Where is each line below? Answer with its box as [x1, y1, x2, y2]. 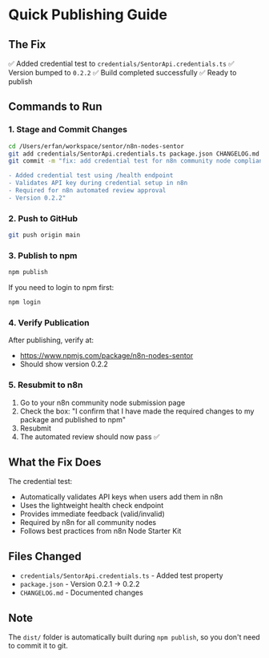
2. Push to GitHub [8, 212, 78, 224]
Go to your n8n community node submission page [19, 398, 186, 407]
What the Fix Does [8, 455, 102, 470]
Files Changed [8, 549, 82, 563]
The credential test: [8, 477, 73, 486]
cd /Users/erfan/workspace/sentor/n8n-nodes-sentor [8, 142, 184, 150]
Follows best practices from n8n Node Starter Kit [19, 527, 182, 536]
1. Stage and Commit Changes [8, 124, 128, 135]
